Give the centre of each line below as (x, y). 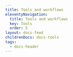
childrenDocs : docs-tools (32, 38)
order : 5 (19, 28)
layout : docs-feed (24, 33)
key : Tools (21, 24)
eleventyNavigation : (27, 14)
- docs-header (24, 47)
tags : (11, 42)
